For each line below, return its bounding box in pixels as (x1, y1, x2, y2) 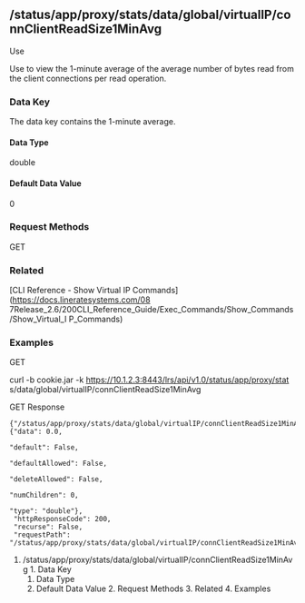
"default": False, (9, 443, 79, 452)
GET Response (9, 401, 65, 412)
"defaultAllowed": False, (9, 459, 107, 469)
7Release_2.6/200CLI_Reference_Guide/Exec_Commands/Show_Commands (9, 304, 294, 315)
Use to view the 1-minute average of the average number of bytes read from (9, 63, 295, 74)
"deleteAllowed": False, (9, 475, 103, 484)
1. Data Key (30, 564, 73, 575)
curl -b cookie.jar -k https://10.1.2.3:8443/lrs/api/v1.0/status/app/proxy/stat (9, 374, 290, 385)
